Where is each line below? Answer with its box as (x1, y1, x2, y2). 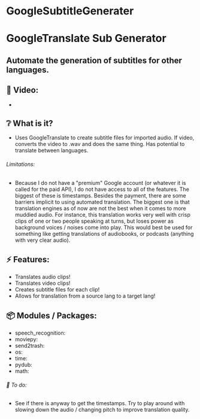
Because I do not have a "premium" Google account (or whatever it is (14, 179, 186, 186)
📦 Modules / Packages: (6, 310, 97, 321)
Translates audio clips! (14, 274, 71, 281)
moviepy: (14, 336, 38, 343)
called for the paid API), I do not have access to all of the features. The (14, 186, 190, 193)
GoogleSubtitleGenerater (6, 4, 134, 18)
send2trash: (14, 342, 45, 350)
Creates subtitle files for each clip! (14, 286, 100, 293)
